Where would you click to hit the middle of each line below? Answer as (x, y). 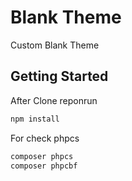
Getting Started (59, 76)
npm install (35, 119)
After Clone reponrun (54, 100)
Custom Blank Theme (55, 45)
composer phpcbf (44, 166)
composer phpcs (42, 156)
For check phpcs (45, 138)
